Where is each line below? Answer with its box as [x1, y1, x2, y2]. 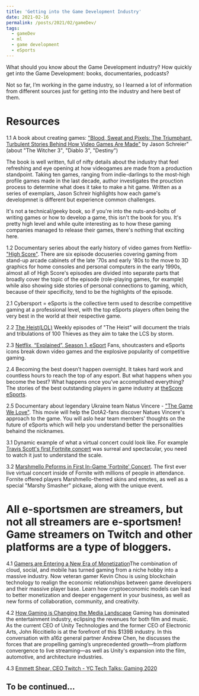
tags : [6, 25, 20, 31]
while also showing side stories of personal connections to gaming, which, [6, 282, 188, 289]
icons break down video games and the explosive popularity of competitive [6, 348, 190, 355]
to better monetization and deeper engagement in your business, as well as [6, 591, 190, 598]
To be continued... [6, 682, 75, 692]
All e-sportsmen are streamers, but [6, 502, 183, 516]
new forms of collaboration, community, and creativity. [6, 598, 140, 605]
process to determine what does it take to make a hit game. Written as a [6, 183, 182, 190]
